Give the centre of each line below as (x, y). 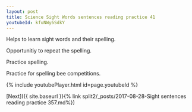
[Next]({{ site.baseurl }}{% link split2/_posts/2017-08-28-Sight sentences (96, 96)
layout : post (22, 11)
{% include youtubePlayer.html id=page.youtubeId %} (72, 85)
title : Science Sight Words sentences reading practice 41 (81, 17)
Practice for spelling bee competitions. (53, 74)
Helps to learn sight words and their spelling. (61, 39)
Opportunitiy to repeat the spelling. (49, 51)
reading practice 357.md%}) (41, 103)
